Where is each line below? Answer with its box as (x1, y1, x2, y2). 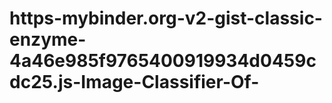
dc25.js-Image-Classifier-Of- (9, 71, 260, 94)
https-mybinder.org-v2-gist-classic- (9, 7, 323, 30)
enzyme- (9, 28, 87, 51)
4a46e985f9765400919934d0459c (9, 50, 317, 72)
